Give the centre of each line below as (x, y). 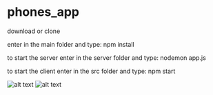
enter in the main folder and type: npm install (71, 44)
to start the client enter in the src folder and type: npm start (91, 71)
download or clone (34, 31)
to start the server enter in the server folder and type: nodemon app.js (107, 57)
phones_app (43, 12)
